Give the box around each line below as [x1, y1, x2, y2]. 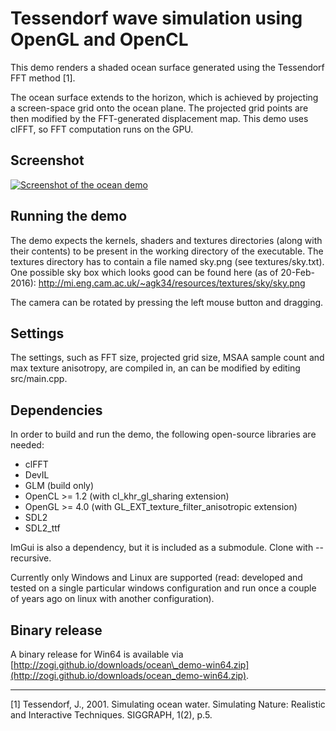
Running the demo [10, 208, 128, 225]
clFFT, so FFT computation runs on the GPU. [10, 123, 194, 135]
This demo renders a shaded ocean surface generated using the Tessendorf [10, 61, 325, 73]
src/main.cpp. [10, 373, 68, 385]
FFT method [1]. [10, 72, 76, 84]
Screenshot [10, 152, 85, 169]
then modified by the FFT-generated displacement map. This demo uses [10, 112, 309, 124]
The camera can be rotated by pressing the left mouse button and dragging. [10, 296, 324, 308]
